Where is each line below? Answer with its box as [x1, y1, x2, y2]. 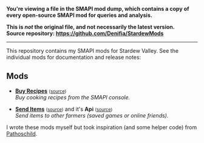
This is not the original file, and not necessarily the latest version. [6, 24, 175, 30]
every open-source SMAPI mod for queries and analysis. [6, 12, 153, 19]
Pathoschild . [6, 130, 38, 137]
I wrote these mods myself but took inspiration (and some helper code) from [6, 124, 197, 131]
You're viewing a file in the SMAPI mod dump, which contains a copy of [6, 5, 189, 12]
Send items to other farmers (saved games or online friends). [15, 111, 169, 119]
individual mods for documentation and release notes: [6, 54, 141, 61]
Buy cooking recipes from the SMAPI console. [15, 93, 131, 101]
